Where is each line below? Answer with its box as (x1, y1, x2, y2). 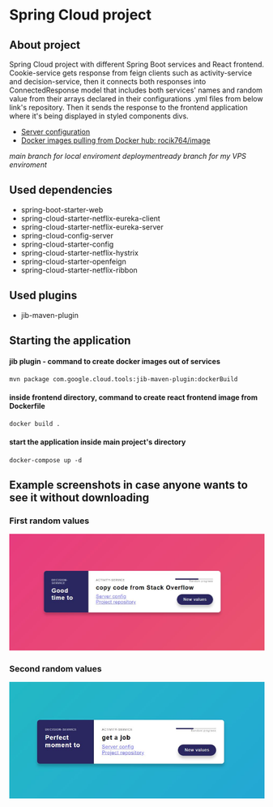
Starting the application (9, 334, 131, 348)
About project (9, 38, 80, 52)
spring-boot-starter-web (20, 204, 104, 214)
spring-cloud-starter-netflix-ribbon (20, 265, 139, 275)
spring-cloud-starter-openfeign (20, 256, 126, 266)
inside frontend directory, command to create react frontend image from (9, 392, 258, 402)
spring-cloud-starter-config (20, 239, 114, 249)
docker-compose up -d (9, 456, 83, 464)
